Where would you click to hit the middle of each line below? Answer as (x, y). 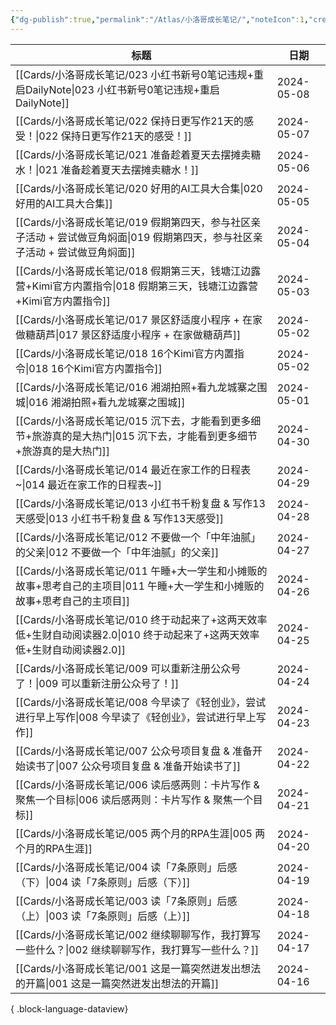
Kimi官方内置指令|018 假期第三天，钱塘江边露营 (144, 286)
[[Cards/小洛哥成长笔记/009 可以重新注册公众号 (128, 668)
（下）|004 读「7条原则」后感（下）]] (103, 882)
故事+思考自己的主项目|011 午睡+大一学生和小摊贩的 (140, 586)
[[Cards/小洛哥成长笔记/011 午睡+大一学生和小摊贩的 (141, 571)
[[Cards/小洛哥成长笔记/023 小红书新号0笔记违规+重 (139, 74)
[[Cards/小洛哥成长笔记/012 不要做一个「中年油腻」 (138, 537)
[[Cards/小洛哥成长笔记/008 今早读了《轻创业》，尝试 (141, 702)
